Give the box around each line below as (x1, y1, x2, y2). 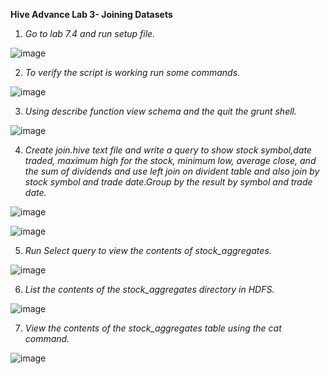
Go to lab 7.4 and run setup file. (24, 28, 156, 39)
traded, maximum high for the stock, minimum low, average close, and (24, 155, 317, 166)
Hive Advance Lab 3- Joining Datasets (10, 9, 173, 20)
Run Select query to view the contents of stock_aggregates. (24, 245, 272, 256)
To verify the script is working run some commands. (24, 67, 241, 78)
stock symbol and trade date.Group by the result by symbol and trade (24, 176, 313, 188)
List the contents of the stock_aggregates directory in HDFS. (24, 284, 275, 295)
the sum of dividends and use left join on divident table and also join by (24, 165, 320, 177)
